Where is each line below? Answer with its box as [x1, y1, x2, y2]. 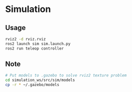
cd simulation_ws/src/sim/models [5, 77, 75, 83]
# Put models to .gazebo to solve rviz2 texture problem [5, 73, 127, 78]
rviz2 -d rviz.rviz [5, 36, 46, 41]
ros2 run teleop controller [5, 46, 64, 51]
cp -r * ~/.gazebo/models [5, 82, 59, 87]
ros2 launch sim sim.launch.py [5, 41, 71, 46]
